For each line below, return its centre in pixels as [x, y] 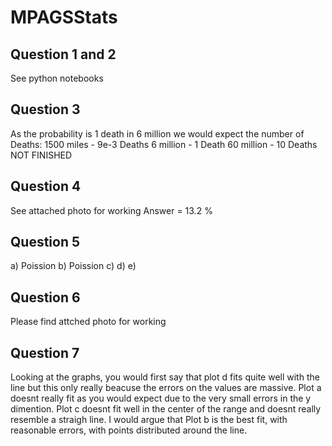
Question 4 [46, 186]
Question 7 [45, 352]
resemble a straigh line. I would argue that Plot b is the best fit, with [149, 420]
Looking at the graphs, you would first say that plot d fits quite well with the [165, 377]
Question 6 [45, 297]
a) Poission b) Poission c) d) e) [73, 266]
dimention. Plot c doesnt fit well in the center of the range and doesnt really [166, 409]
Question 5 [45, 242]
